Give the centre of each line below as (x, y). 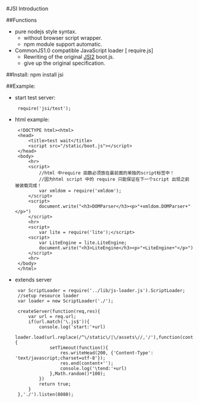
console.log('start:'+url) (72, 327)
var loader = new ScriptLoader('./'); (66, 301)
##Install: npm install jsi (35, 74)
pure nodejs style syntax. (46, 31)
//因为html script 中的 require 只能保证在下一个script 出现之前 (114, 179)
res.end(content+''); (87, 363)
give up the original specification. (64, 63)
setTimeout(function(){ (79, 348)
